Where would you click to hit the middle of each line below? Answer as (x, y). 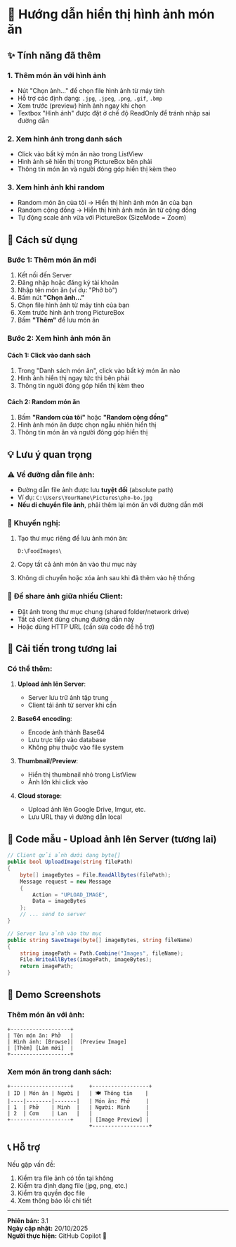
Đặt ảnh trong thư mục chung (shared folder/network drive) (103, 611)
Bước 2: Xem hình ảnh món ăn (59, 339)
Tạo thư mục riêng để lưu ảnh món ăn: (73, 539)
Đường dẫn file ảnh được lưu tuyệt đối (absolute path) (95, 490)
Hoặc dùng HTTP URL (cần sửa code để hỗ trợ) (86, 627)
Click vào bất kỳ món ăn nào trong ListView (80, 154)
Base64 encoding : (45, 719)
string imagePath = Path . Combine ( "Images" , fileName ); (102, 953)
